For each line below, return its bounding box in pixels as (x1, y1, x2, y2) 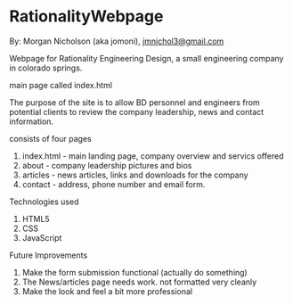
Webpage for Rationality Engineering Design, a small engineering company (9, 53, 284, 63)
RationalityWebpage (9, 6, 164, 27)
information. (9, 116, 54, 127)
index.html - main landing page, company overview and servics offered (21, 150, 284, 161)
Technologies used (9, 196, 79, 207)
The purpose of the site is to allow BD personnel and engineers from (9, 96, 260, 108)
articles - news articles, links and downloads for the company (21, 169, 248, 180)
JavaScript (21, 232, 62, 243)
